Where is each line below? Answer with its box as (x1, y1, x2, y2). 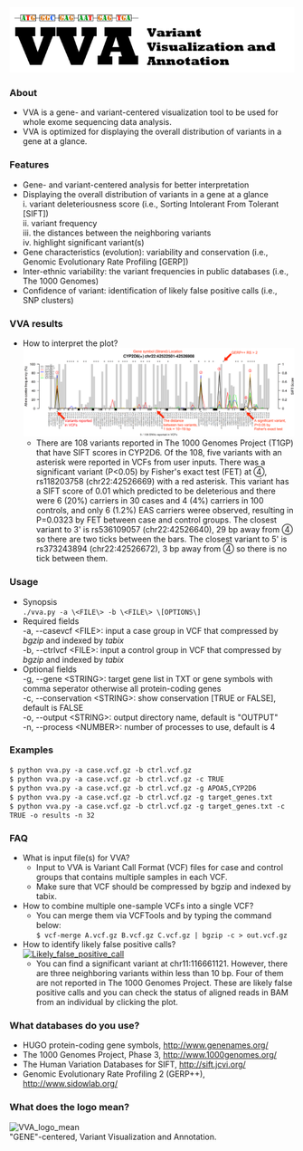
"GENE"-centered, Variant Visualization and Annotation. (9, 1131, 217, 1142)
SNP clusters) (22, 294, 74, 305)
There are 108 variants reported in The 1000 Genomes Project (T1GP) (35, 437, 294, 448)
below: (35, 920, 62, 931)
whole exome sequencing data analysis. (22, 117, 172, 128)
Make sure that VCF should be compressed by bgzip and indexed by (35, 881, 291, 892)
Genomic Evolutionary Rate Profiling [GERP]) (22, 256, 189, 267)
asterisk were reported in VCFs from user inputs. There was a (35, 456, 266, 468)
